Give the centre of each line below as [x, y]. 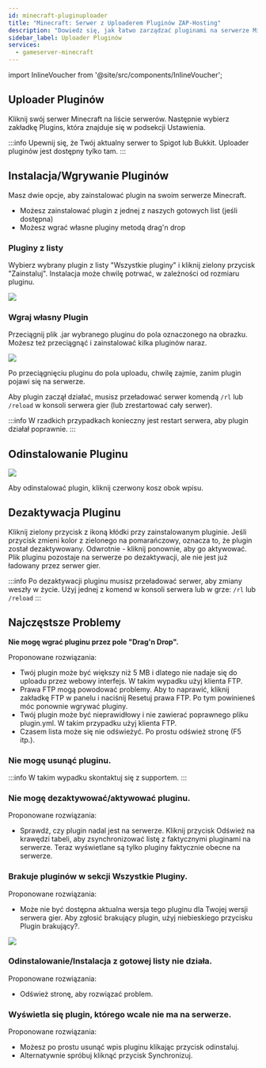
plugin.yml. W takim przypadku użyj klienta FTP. [98, 723]
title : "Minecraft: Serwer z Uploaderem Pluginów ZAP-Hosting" [115, 23]
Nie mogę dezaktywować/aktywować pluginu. [99, 798]
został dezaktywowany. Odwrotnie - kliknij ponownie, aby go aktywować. [128, 548]
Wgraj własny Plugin [48, 317]
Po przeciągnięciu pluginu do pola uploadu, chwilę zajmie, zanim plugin [125, 373]
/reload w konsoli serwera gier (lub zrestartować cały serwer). [110, 406]
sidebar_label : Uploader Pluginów [65, 38]
